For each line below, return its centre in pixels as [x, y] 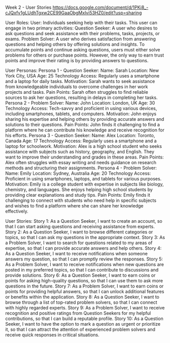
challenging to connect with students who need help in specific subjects [81, 200]
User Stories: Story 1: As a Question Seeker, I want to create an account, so [84, 221]
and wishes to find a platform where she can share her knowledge [74, 206]
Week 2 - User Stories [28, 7]
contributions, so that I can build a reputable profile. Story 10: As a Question [84, 319]
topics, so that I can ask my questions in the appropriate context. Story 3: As [85, 237]
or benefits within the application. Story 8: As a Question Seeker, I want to [82, 297]
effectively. [17, 211]
